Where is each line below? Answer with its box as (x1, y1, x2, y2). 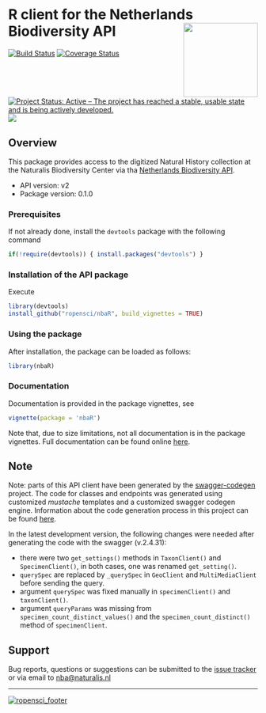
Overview (8, 136, 58, 150)
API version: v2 (19, 180, 70, 190)
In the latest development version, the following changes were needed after (8, 529, 255, 539)
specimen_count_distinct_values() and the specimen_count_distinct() (19, 612, 251, 622)
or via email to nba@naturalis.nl (8, 673, 111, 682)
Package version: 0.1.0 (19, 189, 93, 199)
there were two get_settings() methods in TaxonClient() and (19, 553, 222, 563)
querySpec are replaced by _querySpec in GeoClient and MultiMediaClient (19, 570, 257, 579)
